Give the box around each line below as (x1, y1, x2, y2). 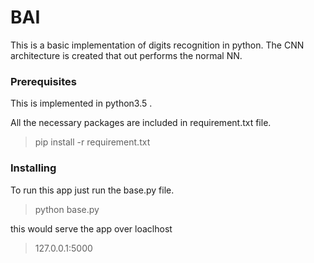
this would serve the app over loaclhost (10, 222, 173, 235)
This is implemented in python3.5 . (10, 97, 153, 110)
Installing (10, 161, 57, 175)
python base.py (34, 203, 100, 215)
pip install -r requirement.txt (34, 136, 151, 148)
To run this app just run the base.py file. (10, 184, 175, 196)
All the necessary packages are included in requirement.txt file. (10, 117, 272, 129)
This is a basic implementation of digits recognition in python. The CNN (10, 39, 305, 51)
